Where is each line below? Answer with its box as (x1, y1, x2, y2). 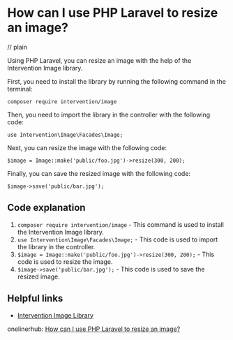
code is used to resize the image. (17, 257, 113, 266)
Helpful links (7, 293, 63, 304)
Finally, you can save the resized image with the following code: (7, 169, 190, 177)
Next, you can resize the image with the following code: (7, 143, 167, 151)
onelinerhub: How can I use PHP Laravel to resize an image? (7, 325, 181, 333)
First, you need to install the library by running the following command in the (7, 77, 227, 85)
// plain (7, 43, 28, 51)
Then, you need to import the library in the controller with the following (7, 110, 211, 119)
